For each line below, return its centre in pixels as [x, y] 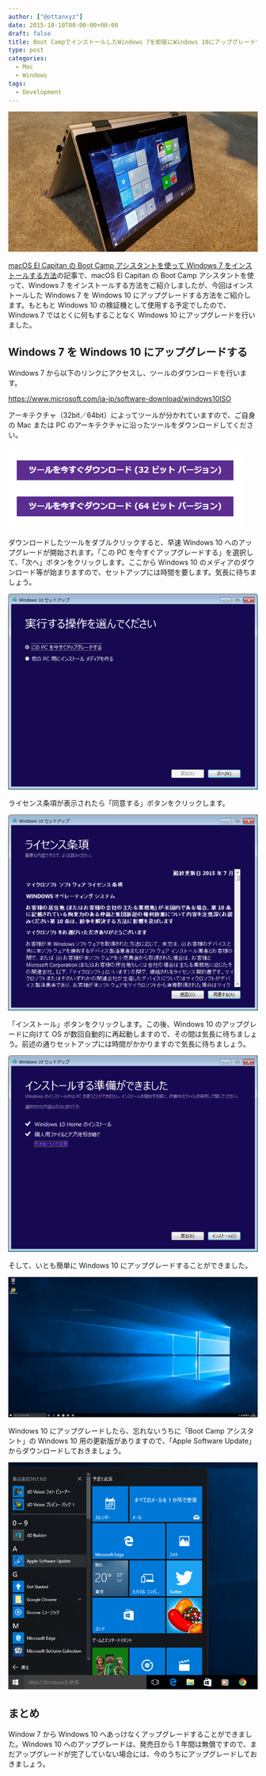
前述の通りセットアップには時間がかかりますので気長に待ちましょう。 [136, 1044]
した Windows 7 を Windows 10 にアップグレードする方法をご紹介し [140, 295]
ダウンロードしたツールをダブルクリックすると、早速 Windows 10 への [123, 542]
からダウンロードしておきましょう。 [67, 1451]
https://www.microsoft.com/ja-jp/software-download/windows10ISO [120, 398]
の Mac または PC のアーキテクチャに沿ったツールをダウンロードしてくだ [127, 425]
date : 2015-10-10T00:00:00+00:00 [63, 25]
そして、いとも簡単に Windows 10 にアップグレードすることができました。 [130, 1265]
